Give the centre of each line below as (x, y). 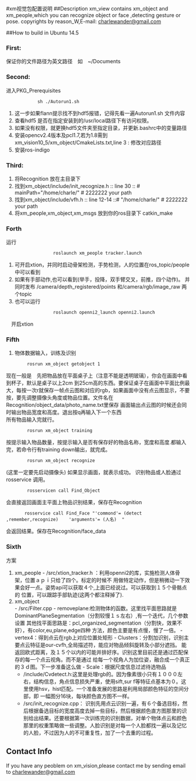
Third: (15, 165)
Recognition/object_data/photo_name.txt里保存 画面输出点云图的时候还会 (94, 405)
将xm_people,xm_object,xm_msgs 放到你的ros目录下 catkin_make (94, 213)
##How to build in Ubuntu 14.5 (42, 33)
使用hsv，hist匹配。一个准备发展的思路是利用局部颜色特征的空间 (106, 688)
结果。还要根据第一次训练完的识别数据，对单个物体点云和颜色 (113, 718)
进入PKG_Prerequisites (34, 90)
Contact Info (29, 751)
